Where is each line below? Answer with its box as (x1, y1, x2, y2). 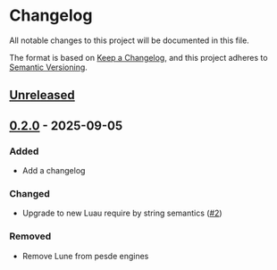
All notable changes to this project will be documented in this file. (9, 35, 250, 46)
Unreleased (9, 88, 76, 103)
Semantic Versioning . (9, 62, 88, 72)
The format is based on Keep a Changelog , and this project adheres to (9, 52, 268, 63)
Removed (9, 230, 52, 242)
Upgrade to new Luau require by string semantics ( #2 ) (21, 207, 222, 219)
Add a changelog (21, 165, 86, 176)
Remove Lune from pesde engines (21, 250, 149, 261)
